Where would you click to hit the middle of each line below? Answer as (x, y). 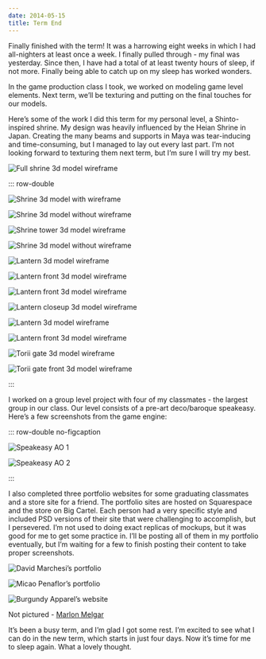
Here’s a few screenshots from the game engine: (88, 416)
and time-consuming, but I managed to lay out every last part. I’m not (121, 144)
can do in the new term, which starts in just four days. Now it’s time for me (130, 638)
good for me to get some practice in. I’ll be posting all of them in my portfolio (133, 536)
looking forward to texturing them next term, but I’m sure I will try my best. (130, 153)
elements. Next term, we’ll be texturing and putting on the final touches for (130, 95)
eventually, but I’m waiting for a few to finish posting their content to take (127, 544)
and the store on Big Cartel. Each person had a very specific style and (123, 510)
